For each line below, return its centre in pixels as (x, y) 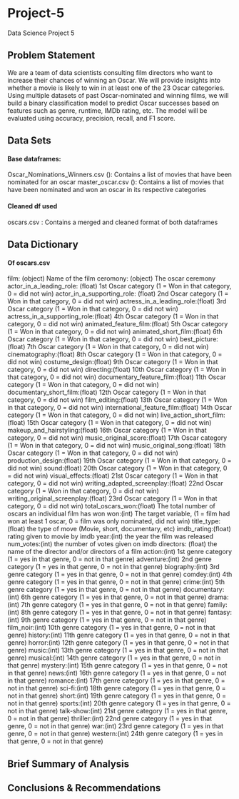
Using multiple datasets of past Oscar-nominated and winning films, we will (118, 95)
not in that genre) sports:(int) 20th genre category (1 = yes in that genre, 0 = (119, 703)
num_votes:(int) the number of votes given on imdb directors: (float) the (112, 544)
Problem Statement (51, 55)
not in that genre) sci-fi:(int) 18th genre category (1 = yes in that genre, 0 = (117, 688)
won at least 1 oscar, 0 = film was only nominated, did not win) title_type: (114, 521)
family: (218, 605)
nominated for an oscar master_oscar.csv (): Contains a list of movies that (116, 182)
